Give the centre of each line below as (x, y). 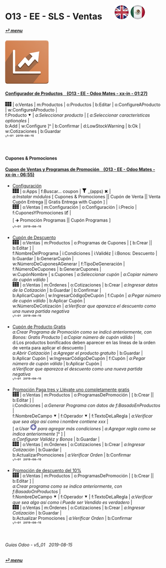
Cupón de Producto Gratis (39, 327)
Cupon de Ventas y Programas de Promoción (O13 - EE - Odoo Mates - (80, 170)
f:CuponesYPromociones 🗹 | (42, 213)
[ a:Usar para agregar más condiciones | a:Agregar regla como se (84, 428)
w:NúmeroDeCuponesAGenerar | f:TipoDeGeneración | (68, 264)
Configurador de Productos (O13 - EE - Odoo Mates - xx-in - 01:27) (76, 94)
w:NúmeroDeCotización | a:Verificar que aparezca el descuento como (84, 306)
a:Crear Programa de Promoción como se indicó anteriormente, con (82, 332)
